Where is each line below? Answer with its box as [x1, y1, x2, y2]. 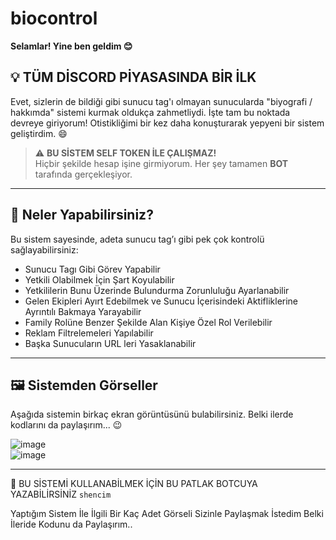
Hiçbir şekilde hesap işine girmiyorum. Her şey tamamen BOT [34, 157, 289, 169]
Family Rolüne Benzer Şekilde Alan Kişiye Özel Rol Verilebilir [24, 316, 273, 328]
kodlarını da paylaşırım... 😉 [10, 419, 123, 431]
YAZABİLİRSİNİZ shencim [10, 488, 112, 501]
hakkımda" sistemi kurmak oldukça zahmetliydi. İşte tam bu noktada [10, 106, 291, 118]
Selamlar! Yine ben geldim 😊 [10, 40, 133, 52]
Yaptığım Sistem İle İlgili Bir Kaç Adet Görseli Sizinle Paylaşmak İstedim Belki [10, 508, 324, 520]
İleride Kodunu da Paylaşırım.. [10, 518, 133, 531]
